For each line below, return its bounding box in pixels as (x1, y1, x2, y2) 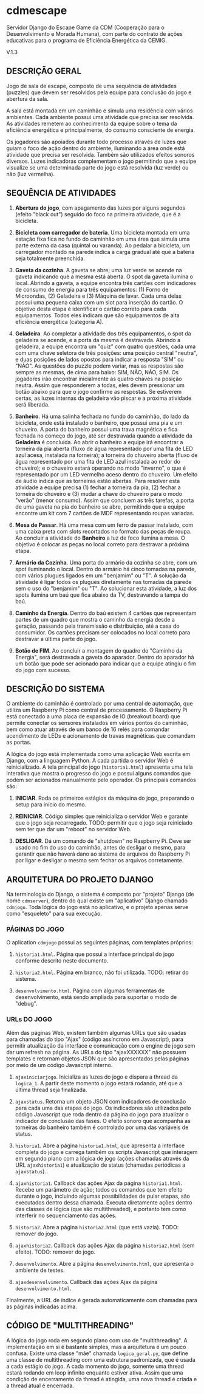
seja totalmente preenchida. (15, 255, 85, 262)
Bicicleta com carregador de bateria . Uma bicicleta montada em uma (15, 228, 190, 236)
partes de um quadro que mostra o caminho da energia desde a (15, 616, 175, 623)
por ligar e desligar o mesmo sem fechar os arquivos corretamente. (15, 857, 184, 864)
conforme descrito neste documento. (15, 957, 109, 964)
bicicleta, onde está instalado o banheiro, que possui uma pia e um (15, 419, 183, 426)
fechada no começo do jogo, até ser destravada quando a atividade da (15, 432, 192, 439)
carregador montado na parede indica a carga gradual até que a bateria (15, 248, 195, 255)
